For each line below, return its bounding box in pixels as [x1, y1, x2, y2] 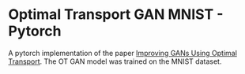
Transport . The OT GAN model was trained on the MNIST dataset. [8, 57, 222, 66]
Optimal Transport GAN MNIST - [8, 6, 224, 24]
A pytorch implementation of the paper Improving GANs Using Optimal [8, 48, 237, 57]
